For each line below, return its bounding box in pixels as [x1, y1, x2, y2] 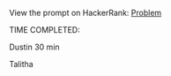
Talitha [9, 59, 33, 69]
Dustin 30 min [9, 42, 60, 52]
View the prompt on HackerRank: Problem [9, 8, 162, 18]
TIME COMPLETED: [9, 25, 81, 34]
